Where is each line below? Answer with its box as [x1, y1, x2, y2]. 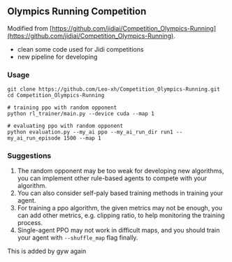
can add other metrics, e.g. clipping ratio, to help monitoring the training [17, 211, 225, 219]
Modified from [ [7, 24, 52, 32]
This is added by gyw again [7, 247, 87, 256]
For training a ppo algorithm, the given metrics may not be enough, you [17, 204, 222, 212]
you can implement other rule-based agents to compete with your [17, 174, 208, 182]
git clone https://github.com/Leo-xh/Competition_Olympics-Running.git [7, 86, 220, 93]
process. [17, 219, 43, 227]
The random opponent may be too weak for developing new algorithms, [17, 167, 224, 175]
